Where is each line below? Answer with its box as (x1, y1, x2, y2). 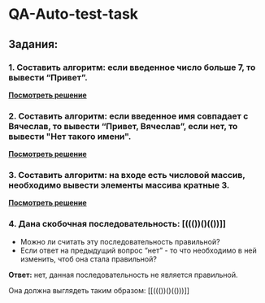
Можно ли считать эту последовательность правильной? (20, 236, 221, 246)
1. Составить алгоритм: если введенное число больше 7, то (8, 62, 256, 73)
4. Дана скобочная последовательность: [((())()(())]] (8, 219, 226, 230)
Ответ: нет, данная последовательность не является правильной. (8, 270, 238, 279)
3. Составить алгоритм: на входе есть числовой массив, (8, 170, 245, 181)
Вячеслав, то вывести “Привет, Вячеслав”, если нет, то (8, 120, 238, 132)
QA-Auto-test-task (8, 5, 139, 24)
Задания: (8, 37, 59, 51)
